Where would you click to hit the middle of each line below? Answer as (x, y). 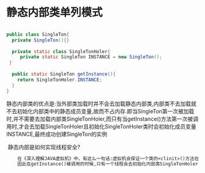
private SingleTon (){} (41, 40)
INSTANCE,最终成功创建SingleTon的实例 (57, 134)
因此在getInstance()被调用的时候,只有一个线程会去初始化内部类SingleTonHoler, (109, 164)
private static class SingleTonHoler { (61, 51)
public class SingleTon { (38, 34)
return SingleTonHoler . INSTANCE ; (60, 80)
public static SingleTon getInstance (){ (64, 74)
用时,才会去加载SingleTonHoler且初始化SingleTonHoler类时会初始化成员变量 (101, 126)
